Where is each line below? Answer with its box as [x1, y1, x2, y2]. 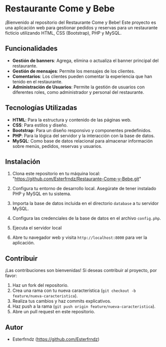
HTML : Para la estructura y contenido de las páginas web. [12, 117, 132, 123]
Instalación [5, 157, 41, 166]
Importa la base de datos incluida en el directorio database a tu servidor [12, 201, 159, 207]
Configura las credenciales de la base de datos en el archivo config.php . [12, 215, 162, 221]
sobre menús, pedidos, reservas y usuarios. [12, 143, 103, 149]
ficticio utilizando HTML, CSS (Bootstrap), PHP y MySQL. [5, 30, 122, 36]
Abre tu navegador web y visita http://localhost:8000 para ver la [12, 234, 148, 241]
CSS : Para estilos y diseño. [12, 122, 68, 128]
